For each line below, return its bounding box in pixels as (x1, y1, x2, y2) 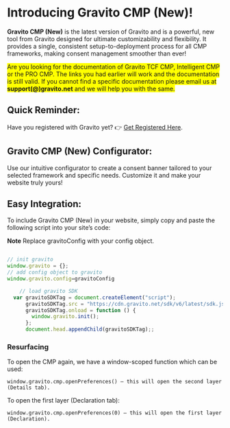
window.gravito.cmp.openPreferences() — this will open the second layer (7, 379, 222, 385)
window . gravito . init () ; (31, 313, 99, 320)
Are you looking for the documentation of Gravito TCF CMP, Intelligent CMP (7, 62, 220, 71)
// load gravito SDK (19, 287, 78, 294)
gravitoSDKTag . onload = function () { (25, 307, 136, 313)
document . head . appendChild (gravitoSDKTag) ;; (25, 326, 155, 333)
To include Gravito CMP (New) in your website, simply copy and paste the (7, 216, 216, 224)
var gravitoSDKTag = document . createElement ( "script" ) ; (13, 294, 176, 301)
